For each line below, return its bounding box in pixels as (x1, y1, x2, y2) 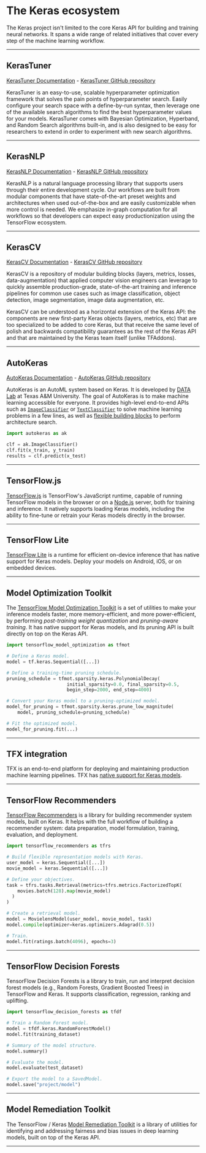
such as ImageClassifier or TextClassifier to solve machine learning (6, 405, 182, 413)
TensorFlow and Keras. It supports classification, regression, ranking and (6, 990, 191, 998)
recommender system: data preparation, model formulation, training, (6, 824, 180, 832)
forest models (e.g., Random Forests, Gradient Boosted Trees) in (6, 984, 169, 991)
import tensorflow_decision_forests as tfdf (6, 1009, 122, 1015)
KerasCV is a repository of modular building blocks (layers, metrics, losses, (6, 270, 196, 278)
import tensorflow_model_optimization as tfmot (6, 642, 131, 648)
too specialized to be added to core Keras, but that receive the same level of (6, 321, 199, 329)
